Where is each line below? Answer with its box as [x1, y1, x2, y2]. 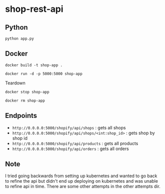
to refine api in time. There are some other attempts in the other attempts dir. [5, 184, 161, 190]
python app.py [5, 36, 34, 41]
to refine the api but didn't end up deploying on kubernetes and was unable [5, 178, 159, 184]
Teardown [5, 80, 26, 86]
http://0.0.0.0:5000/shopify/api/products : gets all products [12, 140, 138, 146]
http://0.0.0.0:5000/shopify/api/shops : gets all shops [12, 124, 126, 130]
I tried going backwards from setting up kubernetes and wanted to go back [5, 173, 158, 179]
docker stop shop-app [5, 89, 50, 94]
